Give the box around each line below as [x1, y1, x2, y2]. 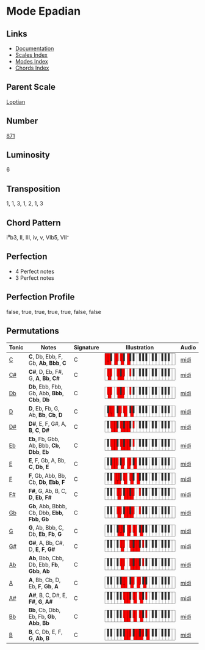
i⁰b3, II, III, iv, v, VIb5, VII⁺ [6, 234, 70, 241]
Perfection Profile [6, 292, 75, 302]
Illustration [126, 344, 154, 351]
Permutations [6, 326, 59, 337]
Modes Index [15, 58, 48, 65]
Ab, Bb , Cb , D [28, 411, 63, 418]
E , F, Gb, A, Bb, [28, 457, 66, 464]
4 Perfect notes [15, 268, 55, 275]
